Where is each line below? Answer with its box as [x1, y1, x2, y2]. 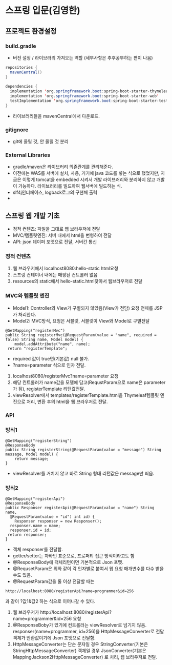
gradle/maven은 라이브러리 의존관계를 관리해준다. [12, 164, 114, 170]
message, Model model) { [5, 452, 58, 457]
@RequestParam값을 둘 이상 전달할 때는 [12, 578, 95, 585]
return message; [14, 456, 50, 461]
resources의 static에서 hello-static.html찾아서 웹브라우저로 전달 [12, 278, 143, 285]
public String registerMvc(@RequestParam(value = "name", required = [5, 332, 157, 337]
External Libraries [5, 151, 51, 158]
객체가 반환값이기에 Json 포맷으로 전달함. [12, 635, 96, 641]
